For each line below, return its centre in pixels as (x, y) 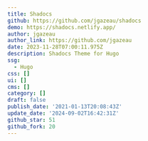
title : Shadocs (30, 14)
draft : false (27, 100)
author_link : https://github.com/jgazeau (70, 41)
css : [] (19, 73)
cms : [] (19, 87)
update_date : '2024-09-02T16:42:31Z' (63, 113)
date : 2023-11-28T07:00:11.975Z (55, 47)
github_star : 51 (31, 120)
